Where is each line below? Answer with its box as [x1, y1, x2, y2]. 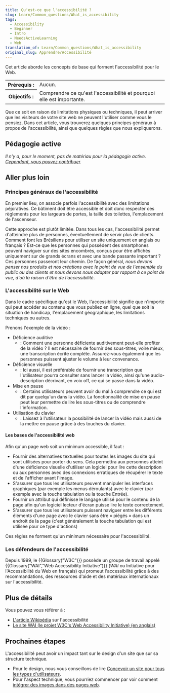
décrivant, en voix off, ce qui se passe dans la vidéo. [45, 377, 155, 383]
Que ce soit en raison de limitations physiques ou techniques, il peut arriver [5, 109, 162, 115]
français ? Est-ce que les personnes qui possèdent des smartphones [5, 242, 149, 248]
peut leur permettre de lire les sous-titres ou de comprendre [20, 399, 146, 405]
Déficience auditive [12, 334, 53, 340]
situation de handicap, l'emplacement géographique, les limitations [5, 309, 145, 315]
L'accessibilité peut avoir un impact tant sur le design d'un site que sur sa [5, 650, 158, 656]
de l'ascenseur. [5, 216, 37, 222]
